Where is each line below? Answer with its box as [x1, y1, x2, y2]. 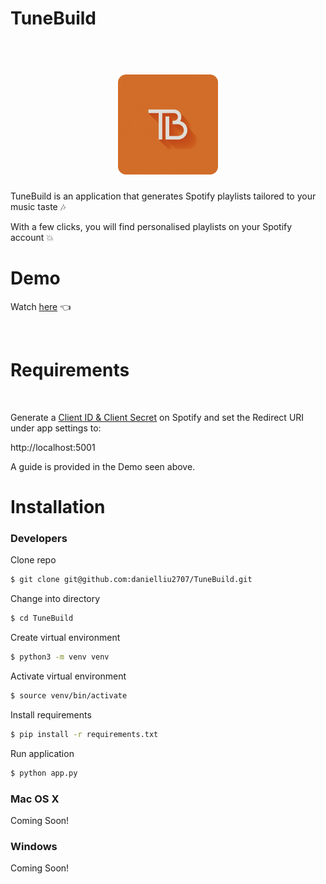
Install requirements [10, 708, 92, 721]
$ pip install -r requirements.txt [10, 729, 159, 739]
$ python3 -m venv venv [10, 652, 110, 662]
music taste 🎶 [10, 201, 67, 213]
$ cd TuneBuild [10, 613, 74, 624]
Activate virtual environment [10, 670, 127, 682]
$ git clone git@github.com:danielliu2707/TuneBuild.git [10, 575, 253, 585]
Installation [10, 496, 106, 519]
